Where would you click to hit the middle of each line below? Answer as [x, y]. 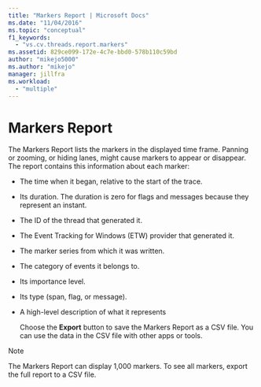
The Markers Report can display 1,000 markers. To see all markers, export [128, 367]
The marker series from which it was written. [92, 251]
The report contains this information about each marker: [99, 166]
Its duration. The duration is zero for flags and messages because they [134, 197]
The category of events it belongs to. [79, 266]
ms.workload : [29, 81]
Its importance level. [52, 281]
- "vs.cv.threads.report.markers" [72, 45]
